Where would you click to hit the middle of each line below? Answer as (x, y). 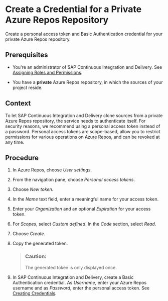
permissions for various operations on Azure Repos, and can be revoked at (82, 137)
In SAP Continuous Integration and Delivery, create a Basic (73, 277)
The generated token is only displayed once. (71, 267)
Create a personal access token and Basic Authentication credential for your (84, 34)
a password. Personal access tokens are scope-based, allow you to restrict (83, 131)
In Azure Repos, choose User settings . (52, 170)
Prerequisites (27, 55)
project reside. (27, 87)
